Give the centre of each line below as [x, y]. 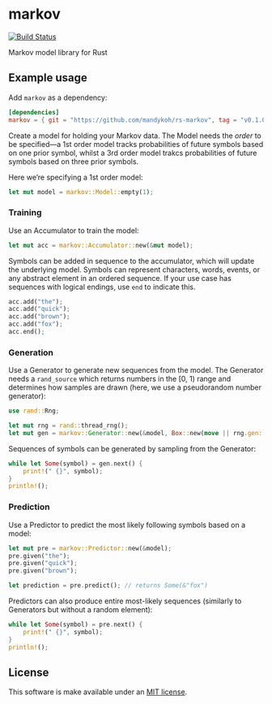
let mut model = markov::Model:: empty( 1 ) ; [81, 192]
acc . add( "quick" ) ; [39, 309]
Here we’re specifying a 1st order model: [76, 177]
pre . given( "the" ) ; [39, 556]
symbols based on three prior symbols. [74, 161]
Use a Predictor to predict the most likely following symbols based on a [127, 525]
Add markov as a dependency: [58, 97]
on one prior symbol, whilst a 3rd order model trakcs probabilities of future [133, 153]
